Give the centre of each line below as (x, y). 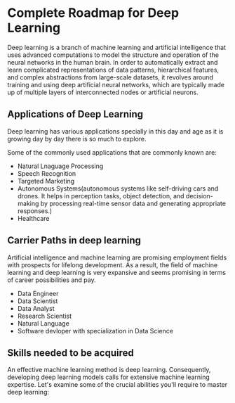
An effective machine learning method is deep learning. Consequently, (109, 370)
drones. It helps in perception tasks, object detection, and (101, 196)
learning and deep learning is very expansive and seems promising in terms (117, 272)
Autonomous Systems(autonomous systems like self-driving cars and (118, 188)
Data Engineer (38, 293)
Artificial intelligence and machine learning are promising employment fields (117, 257)
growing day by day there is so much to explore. (77, 139)
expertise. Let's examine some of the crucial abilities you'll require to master (117, 385)
